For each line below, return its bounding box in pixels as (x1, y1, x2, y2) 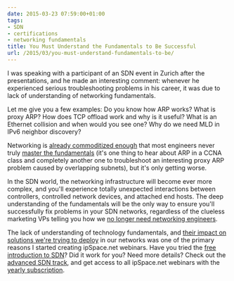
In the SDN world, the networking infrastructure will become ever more (7, 177, 212, 185)
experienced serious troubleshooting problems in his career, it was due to (7, 84, 221, 92)
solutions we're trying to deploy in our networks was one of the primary (7, 235, 214, 244)
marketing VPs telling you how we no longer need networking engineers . (7, 214, 218, 223)
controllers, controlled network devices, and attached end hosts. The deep (7, 192, 223, 201)
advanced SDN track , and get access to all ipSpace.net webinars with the (7, 258, 220, 266)
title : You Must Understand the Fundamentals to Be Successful (7, 43, 197, 50)
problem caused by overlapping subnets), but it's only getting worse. (7, 163, 207, 172)
